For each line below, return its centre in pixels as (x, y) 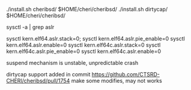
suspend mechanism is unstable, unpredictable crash (72, 63)
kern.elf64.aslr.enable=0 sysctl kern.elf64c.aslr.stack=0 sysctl (83, 45)
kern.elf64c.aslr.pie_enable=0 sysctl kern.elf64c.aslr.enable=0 (83, 51)
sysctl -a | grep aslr (30, 27)
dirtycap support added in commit (48, 74)
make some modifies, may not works (117, 81)
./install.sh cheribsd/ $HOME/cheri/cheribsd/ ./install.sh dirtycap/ (87, 9)
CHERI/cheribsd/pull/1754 (38, 81)
